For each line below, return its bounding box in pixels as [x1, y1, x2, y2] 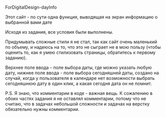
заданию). [5, 55, 27, 61]
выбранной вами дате [5, 20, 52, 25]
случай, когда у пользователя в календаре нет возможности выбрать [5, 75, 155, 81]
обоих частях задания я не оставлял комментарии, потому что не [5, 95, 146, 101]
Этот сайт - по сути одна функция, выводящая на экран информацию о [5, 14, 158, 20]
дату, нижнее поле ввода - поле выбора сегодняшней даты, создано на [5, 70, 159, 76]
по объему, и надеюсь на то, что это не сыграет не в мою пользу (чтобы [5, 44, 161, 50]
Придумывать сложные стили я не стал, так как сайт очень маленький [5, 39, 157, 45]
